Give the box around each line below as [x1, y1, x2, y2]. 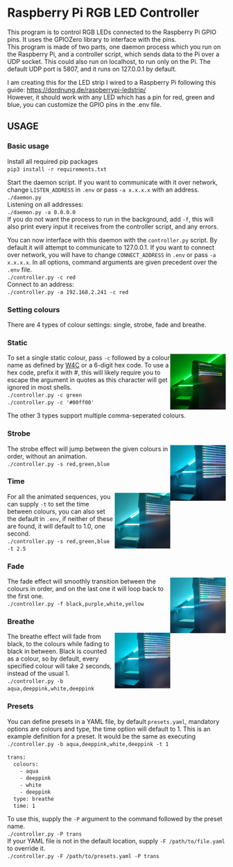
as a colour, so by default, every [7, 654, 99, 663]
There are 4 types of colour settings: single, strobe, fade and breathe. [7, 320, 207, 329]
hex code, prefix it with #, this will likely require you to [7, 368, 161, 377]
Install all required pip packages [7, 157, 98, 165]
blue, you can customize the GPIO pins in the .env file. [7, 100, 162, 108]
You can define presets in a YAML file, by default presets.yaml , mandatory [7, 717, 220, 725]
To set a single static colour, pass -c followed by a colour [7, 354, 171, 362]
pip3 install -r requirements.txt [7, 165, 107, 173]
